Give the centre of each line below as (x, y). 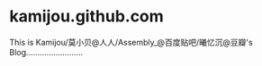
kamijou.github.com (86, 16)
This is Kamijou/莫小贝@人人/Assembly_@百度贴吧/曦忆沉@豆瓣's (131, 42)
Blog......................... (46, 52)
